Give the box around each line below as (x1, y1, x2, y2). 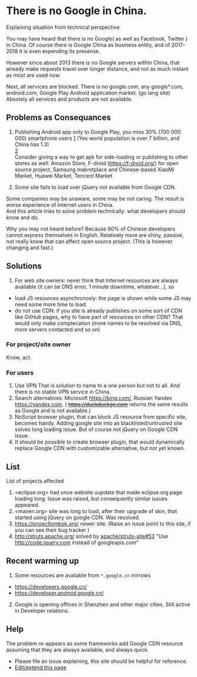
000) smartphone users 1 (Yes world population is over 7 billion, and (14, 134, 180, 142)
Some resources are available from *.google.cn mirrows (14, 571, 151, 579)
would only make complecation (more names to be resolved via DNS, (14, 320, 182, 327)
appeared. (14, 501, 40, 508)
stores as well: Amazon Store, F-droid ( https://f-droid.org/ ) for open (14, 159, 179, 166)
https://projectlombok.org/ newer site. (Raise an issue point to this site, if (14, 520, 191, 527)
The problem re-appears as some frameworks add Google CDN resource (6, 640, 183, 647)
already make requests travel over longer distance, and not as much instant (6, 65, 189, 72)
